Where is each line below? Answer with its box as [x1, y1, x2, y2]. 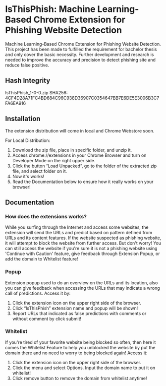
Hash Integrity [5, 76, 51, 85]
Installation [5, 115, 41, 123]
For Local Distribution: [5, 137, 51, 143]
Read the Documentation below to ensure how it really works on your [12, 179, 154, 185]
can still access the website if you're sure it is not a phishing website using [5, 246, 158, 252]
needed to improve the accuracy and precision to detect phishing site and [5, 57, 156, 63]
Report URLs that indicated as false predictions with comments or [12, 310, 147, 316]
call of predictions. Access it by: [5, 290, 71, 296]
